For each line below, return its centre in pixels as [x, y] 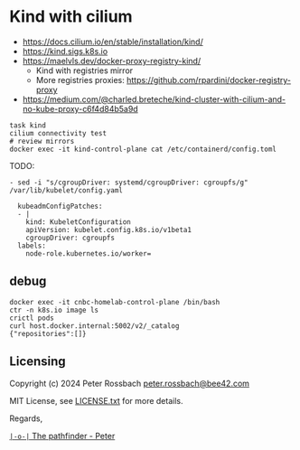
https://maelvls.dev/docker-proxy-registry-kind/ [112, 61]
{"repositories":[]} [48, 333]
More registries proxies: [80, 80]
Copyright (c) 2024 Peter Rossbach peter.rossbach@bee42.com [130, 383]
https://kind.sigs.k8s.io [65, 51]
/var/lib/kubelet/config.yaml [66, 190]
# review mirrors [42, 141]
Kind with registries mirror [84, 70]
